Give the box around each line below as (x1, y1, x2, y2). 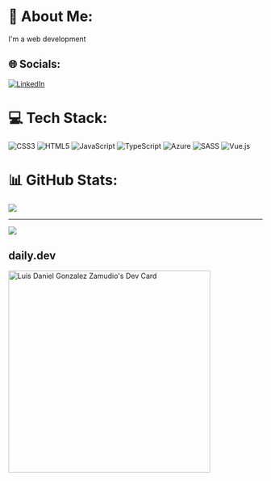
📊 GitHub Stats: (8, 171, 119, 189)
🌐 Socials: (8, 57, 61, 71)
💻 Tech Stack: (8, 108, 108, 127)
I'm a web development (8, 34, 86, 44)
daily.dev (8, 249, 56, 263)
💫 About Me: (8, 7, 94, 26)
